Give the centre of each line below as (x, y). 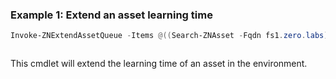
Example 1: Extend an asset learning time (111, 15)
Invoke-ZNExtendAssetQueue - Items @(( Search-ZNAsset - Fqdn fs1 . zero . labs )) (171, 36)
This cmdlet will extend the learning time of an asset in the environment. (159, 64)
